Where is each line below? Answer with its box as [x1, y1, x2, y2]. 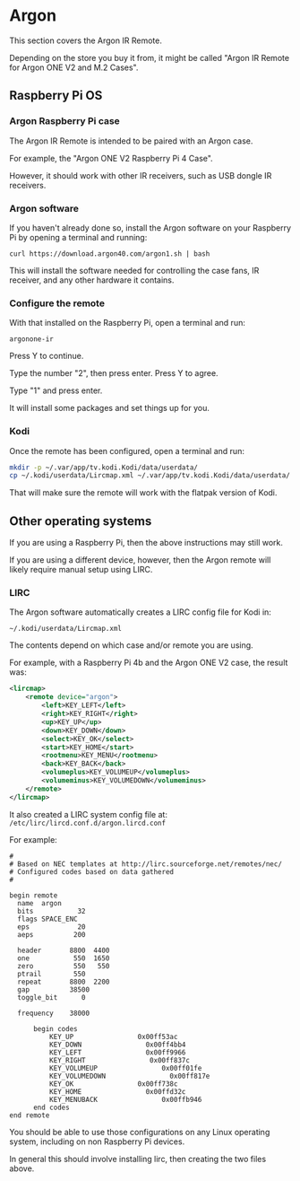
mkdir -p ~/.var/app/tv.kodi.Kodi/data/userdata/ [9, 463, 199, 472]
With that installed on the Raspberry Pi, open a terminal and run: [9, 318, 246, 328]
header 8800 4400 [17, 946, 110, 955]
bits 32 [17, 906, 87, 915]
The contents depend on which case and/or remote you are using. [9, 640, 253, 651]
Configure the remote [9, 297, 106, 310]
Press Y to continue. [9, 351, 84, 362]
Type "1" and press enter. [9, 385, 103, 396]
